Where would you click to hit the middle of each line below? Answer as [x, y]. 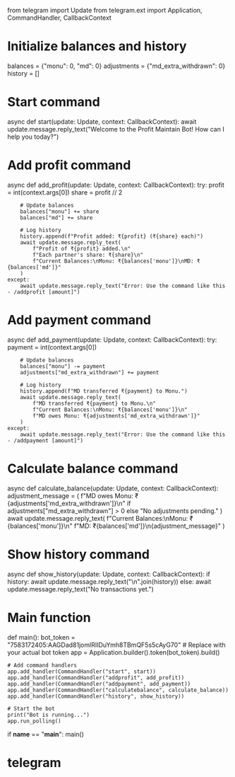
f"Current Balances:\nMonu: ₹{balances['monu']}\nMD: [113, 261]
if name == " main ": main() [46, 734]
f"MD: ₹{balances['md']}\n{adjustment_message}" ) [149, 526]
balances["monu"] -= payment [63, 366]
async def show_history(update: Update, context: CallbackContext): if [109, 574]
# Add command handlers [42, 665]
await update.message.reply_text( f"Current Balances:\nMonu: [98, 518]
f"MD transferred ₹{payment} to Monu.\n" [95, 403]
